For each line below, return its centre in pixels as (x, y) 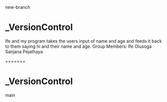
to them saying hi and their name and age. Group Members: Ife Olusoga (79, 46)
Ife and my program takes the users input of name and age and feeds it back (83, 41)
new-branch (18, 7)
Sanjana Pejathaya (24, 51)
